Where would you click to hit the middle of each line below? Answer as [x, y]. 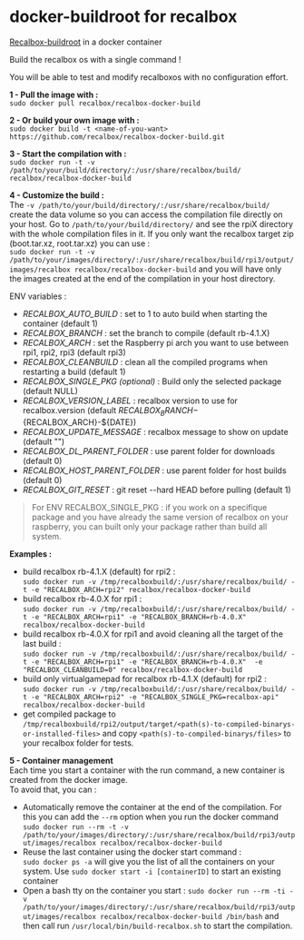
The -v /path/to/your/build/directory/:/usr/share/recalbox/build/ [140, 204]
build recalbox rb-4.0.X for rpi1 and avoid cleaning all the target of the [153, 634]
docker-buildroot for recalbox [123, 17]
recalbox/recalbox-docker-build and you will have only [178, 269]
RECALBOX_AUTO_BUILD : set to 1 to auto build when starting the [145, 313]
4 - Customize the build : [57, 195]
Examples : [31, 554]
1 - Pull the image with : [54, 94]
